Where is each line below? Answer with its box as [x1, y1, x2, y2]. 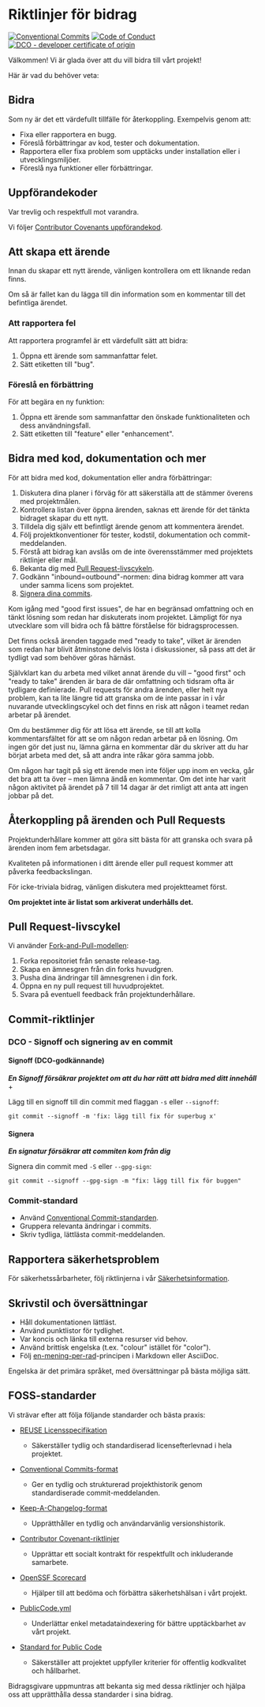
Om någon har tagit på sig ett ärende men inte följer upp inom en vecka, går [8, 765, 255, 775]
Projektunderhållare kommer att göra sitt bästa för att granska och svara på [8, 835, 253, 844]
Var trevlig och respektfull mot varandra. [8, 207, 140, 216]
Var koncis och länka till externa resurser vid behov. [19, 1335, 188, 1344]
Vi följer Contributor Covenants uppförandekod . [8, 222, 163, 232]
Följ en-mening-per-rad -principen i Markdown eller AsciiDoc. [19, 1351, 219, 1361]
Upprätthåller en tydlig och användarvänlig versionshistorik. [31, 1518, 226, 1528]
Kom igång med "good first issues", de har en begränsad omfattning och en [8, 603, 254, 613]
